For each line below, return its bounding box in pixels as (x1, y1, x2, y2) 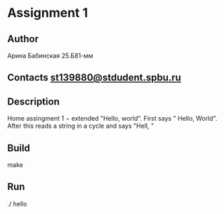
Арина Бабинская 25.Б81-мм (7, 51, 93, 60)
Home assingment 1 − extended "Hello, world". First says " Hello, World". (7, 114, 218, 123)
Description (7, 95, 60, 107)
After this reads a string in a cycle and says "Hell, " (7, 121, 154, 131)
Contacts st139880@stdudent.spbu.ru (7, 72, 181, 83)
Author (7, 33, 39, 45)
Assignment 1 (7, 5, 88, 21)
